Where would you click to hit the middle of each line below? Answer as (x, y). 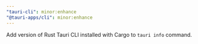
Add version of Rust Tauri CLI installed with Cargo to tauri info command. (99, 34)
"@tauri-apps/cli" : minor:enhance (50, 17)
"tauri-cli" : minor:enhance (42, 12)
